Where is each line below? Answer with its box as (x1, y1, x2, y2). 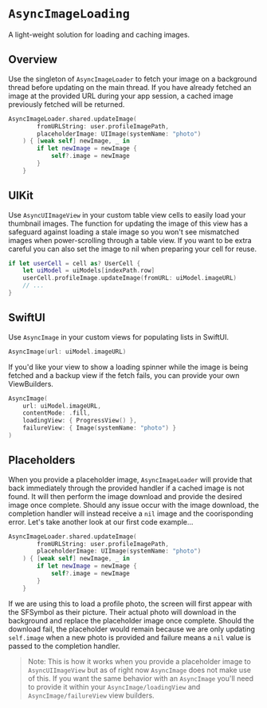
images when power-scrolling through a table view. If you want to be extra (8, 235, 253, 245)
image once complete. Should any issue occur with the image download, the (8, 500, 259, 509)
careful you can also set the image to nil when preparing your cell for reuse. (8, 244, 257, 254)
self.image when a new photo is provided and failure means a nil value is (8, 632, 252, 642)
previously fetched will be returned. (8, 99, 125, 109)
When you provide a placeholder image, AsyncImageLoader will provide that (8, 474, 253, 484)
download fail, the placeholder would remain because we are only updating (8, 624, 255, 634)
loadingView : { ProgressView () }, (22, 417, 137, 425)
